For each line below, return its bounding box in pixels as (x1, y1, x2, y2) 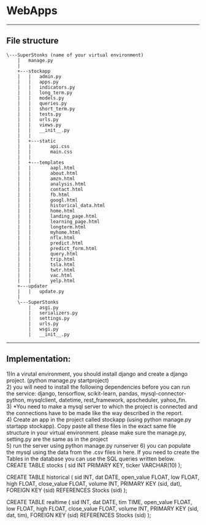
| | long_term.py (17, 90, 72, 96)
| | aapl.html (17, 165, 75, 171)
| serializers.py (28, 309, 78, 316)
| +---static (17, 138, 56, 144)
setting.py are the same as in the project (6, 435, 109, 443)
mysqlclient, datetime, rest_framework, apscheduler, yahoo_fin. (26, 396, 187, 403)
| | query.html (17, 251, 78, 257)
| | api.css (17, 143, 70, 149)
